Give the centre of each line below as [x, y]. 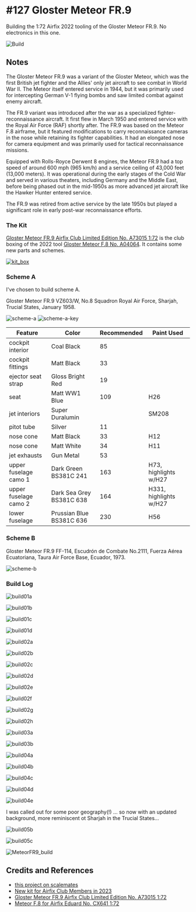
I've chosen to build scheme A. [43, 290]
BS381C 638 [69, 500]
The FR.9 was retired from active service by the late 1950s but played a [92, 204]
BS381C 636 [69, 520]
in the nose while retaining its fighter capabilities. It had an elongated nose [95, 138]
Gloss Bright [68, 376]
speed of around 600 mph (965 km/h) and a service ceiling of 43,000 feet [95, 167]
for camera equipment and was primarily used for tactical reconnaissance [95, 143]
